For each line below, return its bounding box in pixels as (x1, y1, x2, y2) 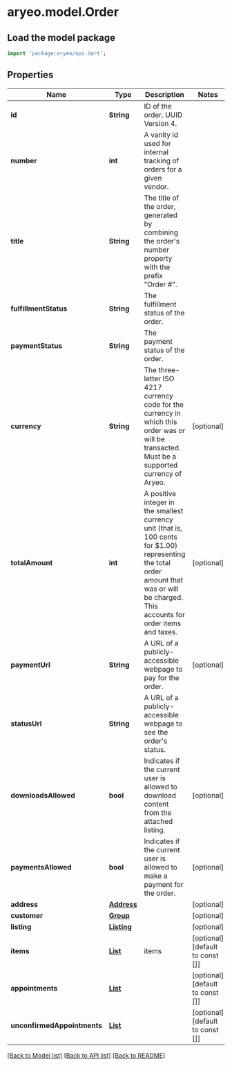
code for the (144, 399, 184, 409)
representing (144, 549, 186, 559)
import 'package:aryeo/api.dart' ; (7, 50, 107, 57)
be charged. (144, 592, 184, 602)
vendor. (144, 181, 169, 191)
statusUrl (10, 719, 42, 728)
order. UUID (144, 110, 183, 120)
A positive (144, 488, 177, 498)
